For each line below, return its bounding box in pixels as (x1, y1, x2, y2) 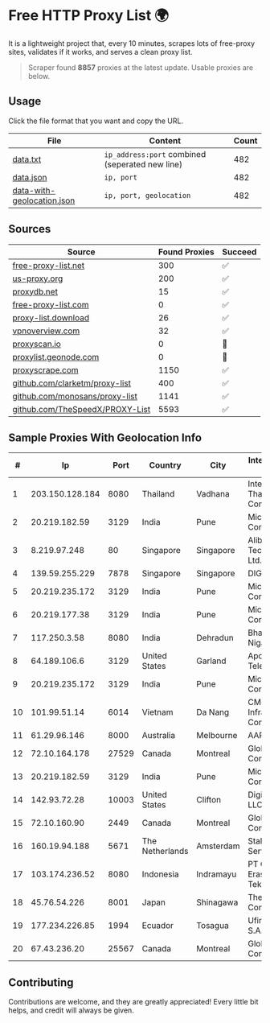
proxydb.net (12, 286, 59, 297)
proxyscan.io (12, 338, 62, 349)
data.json (12, 171, 47, 183)
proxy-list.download (12, 311, 90, 323)
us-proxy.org (12, 273, 63, 284)
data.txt (12, 154, 42, 165)
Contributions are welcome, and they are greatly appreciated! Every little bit (8, 997, 259, 1007)
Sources (8, 222, 51, 236)
